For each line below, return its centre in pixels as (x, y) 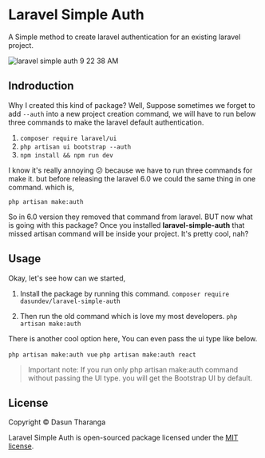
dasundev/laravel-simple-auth (70, 301)
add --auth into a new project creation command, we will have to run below (132, 114)
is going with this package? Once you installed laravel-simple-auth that (127, 225)
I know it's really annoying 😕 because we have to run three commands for (131, 170)
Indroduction (41, 86)
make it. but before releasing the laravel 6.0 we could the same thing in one (132, 178)
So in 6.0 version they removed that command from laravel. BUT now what (131, 217)
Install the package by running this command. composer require (125, 293)
